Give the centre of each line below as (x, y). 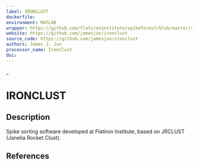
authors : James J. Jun (34, 45)
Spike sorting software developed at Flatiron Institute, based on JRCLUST (95, 131)
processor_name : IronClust (39, 50)
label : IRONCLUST (27, 11)
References (28, 156)
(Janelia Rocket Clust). (34, 137)
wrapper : (17, 28)
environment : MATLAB (32, 22)
